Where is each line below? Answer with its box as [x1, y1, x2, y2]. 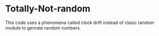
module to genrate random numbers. [5, 24, 81, 30]
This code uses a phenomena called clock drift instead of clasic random [5, 19, 154, 25]
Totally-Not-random [5, 3, 91, 14]
